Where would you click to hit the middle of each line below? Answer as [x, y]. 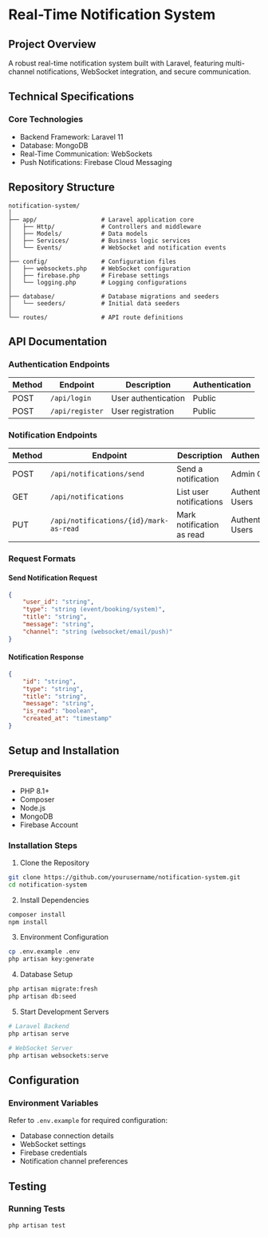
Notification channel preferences [74, 1161]
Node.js [33, 807]
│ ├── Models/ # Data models [78, 234]
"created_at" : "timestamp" [67, 719]
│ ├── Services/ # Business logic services [100, 241]
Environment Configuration [64, 937]
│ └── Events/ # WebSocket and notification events [117, 247]
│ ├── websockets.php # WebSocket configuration [100, 269]
